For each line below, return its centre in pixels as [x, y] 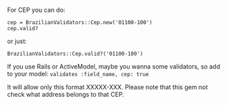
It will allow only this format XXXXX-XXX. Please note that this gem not [108, 87]
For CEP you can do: [36, 10]
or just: [17, 41]
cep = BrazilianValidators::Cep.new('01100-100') [80, 23]
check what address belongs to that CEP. [66, 94]
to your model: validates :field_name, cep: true [78, 74]
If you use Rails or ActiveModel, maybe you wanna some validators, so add [114, 67]
